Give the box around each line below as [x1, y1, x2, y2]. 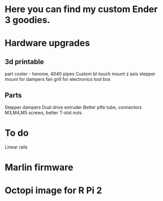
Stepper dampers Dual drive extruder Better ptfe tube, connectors [5, 105, 142, 110]
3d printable [5, 57, 44, 66]
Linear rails [5, 144, 28, 150]
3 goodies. [5, 14, 50, 26]
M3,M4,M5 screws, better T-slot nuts [5, 110, 82, 116]
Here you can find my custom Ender [5, 4, 158, 15]
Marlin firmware [5, 162, 74, 173]
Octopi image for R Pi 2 [5, 185, 102, 196]
